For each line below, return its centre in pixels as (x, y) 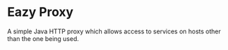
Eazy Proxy (40, 12)
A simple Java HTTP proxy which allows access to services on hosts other (114, 31)
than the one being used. (43, 38)
